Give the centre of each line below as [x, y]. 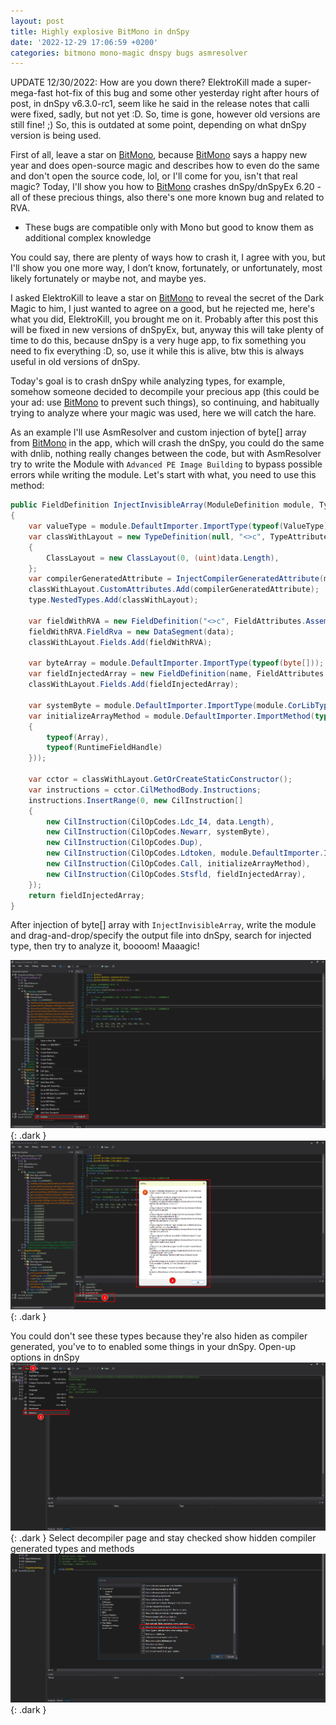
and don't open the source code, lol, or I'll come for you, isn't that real [154, 176]
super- [297, 82]
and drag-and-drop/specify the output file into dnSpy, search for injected [161, 936]
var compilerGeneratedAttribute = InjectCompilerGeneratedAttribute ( [176, 579]
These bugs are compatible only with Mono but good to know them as [169, 227]
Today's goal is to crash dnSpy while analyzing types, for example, [148, 381]
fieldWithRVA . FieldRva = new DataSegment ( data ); [131, 631]
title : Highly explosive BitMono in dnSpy [100, 31]
